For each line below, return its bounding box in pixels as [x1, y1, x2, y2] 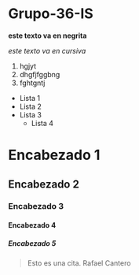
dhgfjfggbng [19, 69, 60, 79]
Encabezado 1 [8, 147, 101, 164]
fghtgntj [19, 78, 46, 87]
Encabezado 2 [8, 177, 80, 191]
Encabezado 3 [8, 201, 64, 212]
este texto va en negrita [8, 31, 87, 40]
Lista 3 [19, 110, 42, 119]
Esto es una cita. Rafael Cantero [27, 258, 131, 268]
